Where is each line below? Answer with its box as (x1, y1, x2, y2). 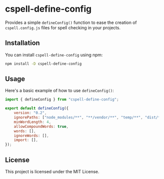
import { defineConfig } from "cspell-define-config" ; (5, 97, 119, 102)
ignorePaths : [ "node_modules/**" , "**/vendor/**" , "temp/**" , (14, 115, 143, 120)
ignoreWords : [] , (14, 133, 49, 138)
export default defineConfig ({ (5, 106, 69, 111)
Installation (5, 39, 40, 47)
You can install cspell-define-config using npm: (5, 52, 103, 58)
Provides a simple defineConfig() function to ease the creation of (5, 20, 137, 25)
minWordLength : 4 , (14, 119, 51, 124)
